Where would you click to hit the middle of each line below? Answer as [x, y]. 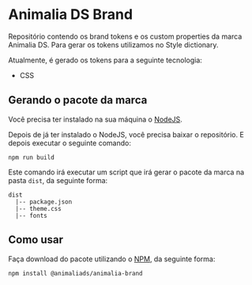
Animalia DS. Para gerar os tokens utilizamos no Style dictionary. [113, 44]
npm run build [32, 157]
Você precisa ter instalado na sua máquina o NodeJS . [96, 119]
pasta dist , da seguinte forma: [58, 180]
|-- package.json [44, 202]
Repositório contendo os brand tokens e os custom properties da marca [125, 36]
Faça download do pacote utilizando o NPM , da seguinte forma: [112, 259]
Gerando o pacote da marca [78, 100]
